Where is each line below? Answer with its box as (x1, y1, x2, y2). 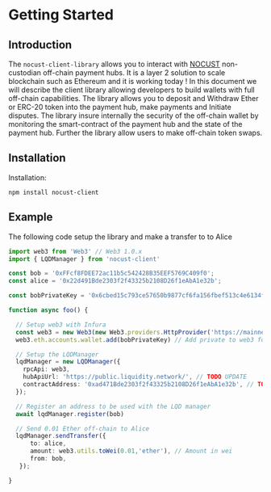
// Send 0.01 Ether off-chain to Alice (15, 424, 150, 433)
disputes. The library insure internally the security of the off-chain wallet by (8, 111, 260, 120)
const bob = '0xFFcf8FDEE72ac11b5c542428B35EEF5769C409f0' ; (8, 269, 215, 278)
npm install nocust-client (8, 188, 99, 196)
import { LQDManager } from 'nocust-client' (8, 254, 161, 263)
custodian (8, 68, 42, 78)
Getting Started (8, 6, 115, 24)
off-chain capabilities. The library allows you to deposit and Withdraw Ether (8, 94, 260, 103)
